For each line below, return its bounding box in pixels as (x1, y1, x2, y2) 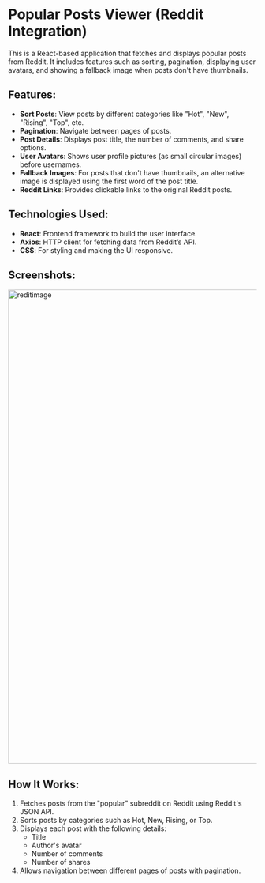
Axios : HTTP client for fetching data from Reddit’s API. (19, 237, 197, 247)
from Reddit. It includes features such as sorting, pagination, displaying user (8, 57, 256, 66)
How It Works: (8, 777, 80, 791)
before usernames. (19, 160, 82, 169)
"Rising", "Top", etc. (19, 117, 84, 127)
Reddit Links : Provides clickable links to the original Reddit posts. (19, 184, 233, 194)
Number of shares (31, 858, 91, 867)
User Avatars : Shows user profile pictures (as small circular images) (19, 151, 242, 160)
